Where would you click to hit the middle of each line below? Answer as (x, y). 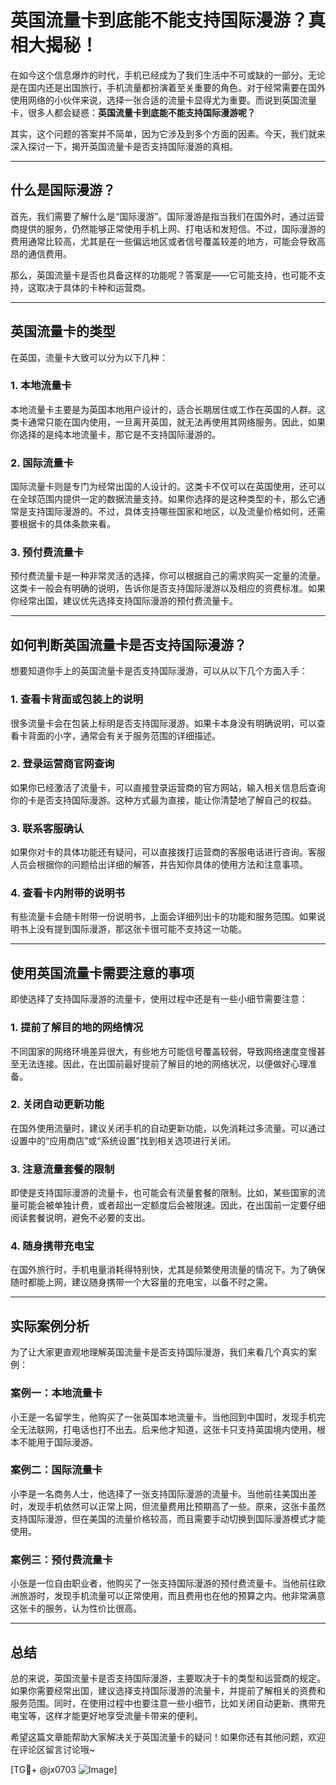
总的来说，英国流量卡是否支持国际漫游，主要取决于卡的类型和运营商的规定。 (168, 1678)
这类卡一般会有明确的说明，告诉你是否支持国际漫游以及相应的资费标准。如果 (168, 588)
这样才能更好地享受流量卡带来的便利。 (123, 1715)
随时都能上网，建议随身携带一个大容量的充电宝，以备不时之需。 (141, 1282)
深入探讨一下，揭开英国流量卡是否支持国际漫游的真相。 (124, 146)
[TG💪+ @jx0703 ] (64, 1769)
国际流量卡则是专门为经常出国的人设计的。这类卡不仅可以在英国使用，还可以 (168, 487)
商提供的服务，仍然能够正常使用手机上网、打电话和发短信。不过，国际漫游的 (168, 228)
